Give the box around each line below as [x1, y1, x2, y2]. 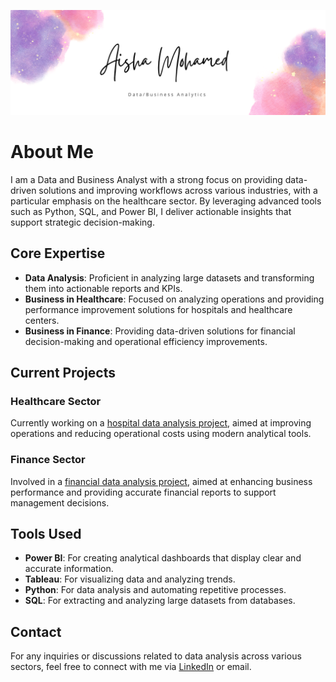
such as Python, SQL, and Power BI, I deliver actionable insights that [10, 205, 292, 217]
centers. [24, 314, 60, 326]
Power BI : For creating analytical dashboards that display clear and [24, 552, 302, 564]
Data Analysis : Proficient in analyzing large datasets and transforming [24, 271, 315, 284]
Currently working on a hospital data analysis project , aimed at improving [10, 417, 312, 429]
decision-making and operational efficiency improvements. [24, 335, 268, 347]
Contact [10, 623, 62, 640]
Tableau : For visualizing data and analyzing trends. [24, 573, 236, 585]
